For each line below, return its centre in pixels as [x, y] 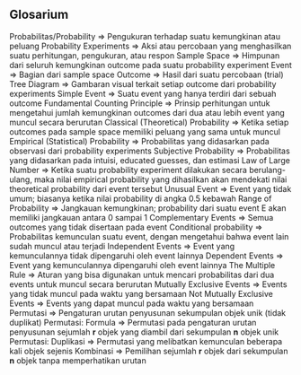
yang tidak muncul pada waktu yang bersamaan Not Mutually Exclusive [142, 293]
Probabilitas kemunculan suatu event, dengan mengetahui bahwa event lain [149, 236]
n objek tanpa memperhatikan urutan [78, 360]
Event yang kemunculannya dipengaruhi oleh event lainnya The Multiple [142, 265]
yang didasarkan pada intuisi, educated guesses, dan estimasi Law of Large [150, 160]
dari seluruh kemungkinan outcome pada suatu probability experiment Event [150, 65]
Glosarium [39, 15]
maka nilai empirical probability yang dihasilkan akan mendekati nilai [161, 179]
